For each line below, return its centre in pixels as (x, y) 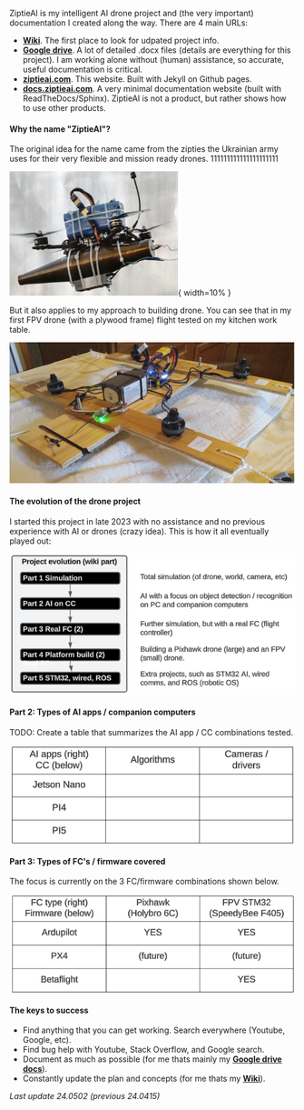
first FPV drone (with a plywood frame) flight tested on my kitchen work (143, 320)
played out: (30, 541)
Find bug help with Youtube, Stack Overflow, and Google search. (143, 1050)
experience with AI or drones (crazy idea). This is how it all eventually (139, 531)
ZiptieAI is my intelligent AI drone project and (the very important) (132, 13)
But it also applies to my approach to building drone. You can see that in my (151, 310)
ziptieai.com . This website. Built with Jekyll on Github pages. (137, 79)
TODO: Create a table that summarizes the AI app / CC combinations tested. (152, 732)
